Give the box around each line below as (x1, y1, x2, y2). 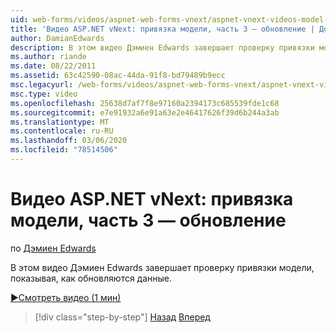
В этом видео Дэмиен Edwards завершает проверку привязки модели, (10, 261, 315, 273)
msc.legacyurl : (10, 80, 74, 90)
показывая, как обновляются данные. (10, 272, 173, 284)
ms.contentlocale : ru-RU (10, 126, 114, 136)
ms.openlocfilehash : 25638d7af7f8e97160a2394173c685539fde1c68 (10, 98, 280, 108)
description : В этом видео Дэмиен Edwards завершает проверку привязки (10, 42, 315, 53)
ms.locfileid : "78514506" (10, 145, 118, 155)
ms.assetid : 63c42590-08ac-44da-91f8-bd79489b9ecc (10, 71, 226, 81)
